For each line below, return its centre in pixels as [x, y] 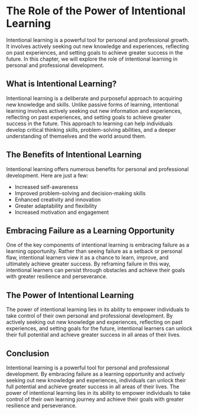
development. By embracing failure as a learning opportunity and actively [95, 374]
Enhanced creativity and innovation [58, 199]
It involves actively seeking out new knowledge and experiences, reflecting [98, 46]
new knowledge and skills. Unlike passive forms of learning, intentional [92, 104]
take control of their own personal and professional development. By [90, 316]
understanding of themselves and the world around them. [76, 136]
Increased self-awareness [46, 187]
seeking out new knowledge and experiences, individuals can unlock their [96, 380]
